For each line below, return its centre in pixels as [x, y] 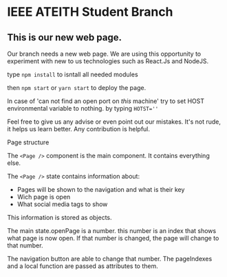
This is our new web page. [65, 37]
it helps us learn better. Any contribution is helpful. [78, 129]
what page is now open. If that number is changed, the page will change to [113, 238]
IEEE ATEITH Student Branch [90, 12]
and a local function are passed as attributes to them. [83, 266]
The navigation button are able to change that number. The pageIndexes [110, 259]
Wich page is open [44, 197]
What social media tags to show [62, 204]
